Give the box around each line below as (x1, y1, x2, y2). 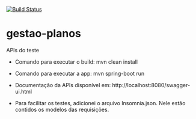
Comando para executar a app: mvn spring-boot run (14, 70, 145, 77)
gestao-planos (6, 27, 81, 40)
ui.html (14, 88, 32, 95)
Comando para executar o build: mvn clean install (14, 58, 138, 66)
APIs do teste (6, 46, 40, 53)
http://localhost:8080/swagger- (112, 81, 191, 88)
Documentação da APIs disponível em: (14, 81, 111, 88)
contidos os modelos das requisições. (14, 106, 109, 113)
